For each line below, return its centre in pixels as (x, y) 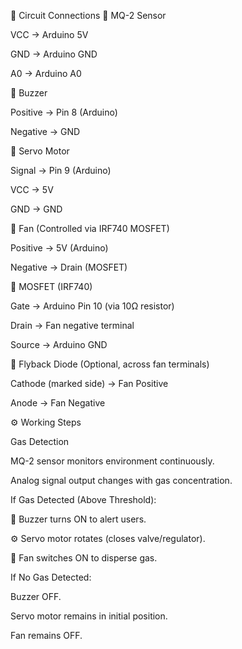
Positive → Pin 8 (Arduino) (64, 112)
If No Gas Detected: (51, 577)
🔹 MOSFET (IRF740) (51, 286)
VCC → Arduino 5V (49, 34)
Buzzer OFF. (36, 596)
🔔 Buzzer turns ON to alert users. (78, 519)
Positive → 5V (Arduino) (59, 248)
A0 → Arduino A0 (46, 73)
